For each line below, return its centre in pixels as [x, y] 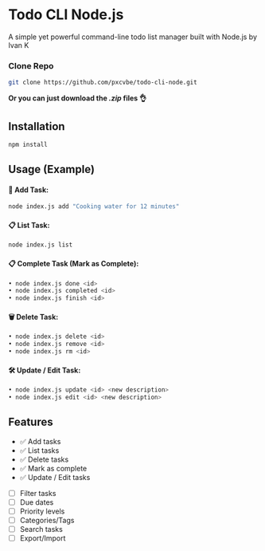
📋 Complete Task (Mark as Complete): [74, 263]
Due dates [37, 502]
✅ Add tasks [40, 441]
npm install [28, 144]
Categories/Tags [47, 520]
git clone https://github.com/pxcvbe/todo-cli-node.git [103, 83]
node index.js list [41, 245]
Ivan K [19, 45]
